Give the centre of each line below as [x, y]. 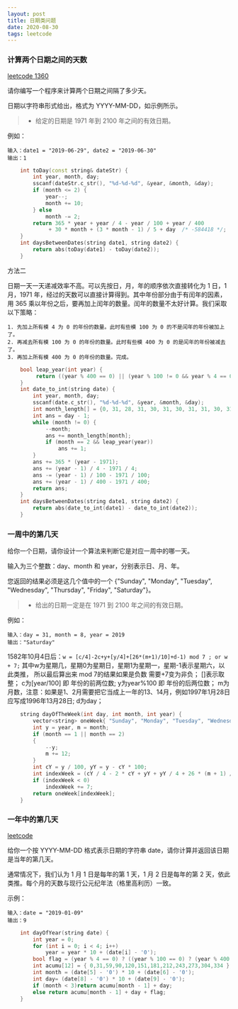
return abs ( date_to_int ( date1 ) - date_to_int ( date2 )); [115, 508]
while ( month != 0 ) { [65, 422]
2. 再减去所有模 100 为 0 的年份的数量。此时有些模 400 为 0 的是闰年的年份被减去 [117, 342]
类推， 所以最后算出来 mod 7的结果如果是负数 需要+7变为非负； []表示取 [119, 674]
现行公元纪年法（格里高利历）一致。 [122, 883]
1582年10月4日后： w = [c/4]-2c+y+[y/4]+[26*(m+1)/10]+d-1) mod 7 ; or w [118, 656]
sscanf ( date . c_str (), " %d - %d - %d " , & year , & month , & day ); [119, 403]
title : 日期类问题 [32, 21]
